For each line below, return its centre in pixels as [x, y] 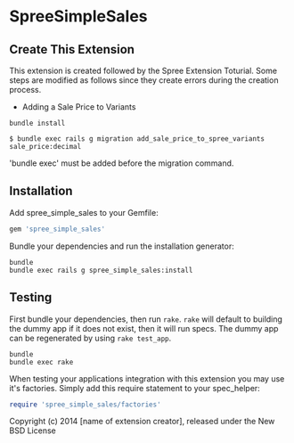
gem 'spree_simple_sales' [57, 229]
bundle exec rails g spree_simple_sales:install [101, 270]
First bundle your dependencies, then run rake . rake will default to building [146, 319]
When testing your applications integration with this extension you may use [147, 378]
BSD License [33, 431]
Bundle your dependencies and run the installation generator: [122, 246]
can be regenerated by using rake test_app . [90, 338]
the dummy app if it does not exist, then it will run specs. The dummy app [144, 328]
